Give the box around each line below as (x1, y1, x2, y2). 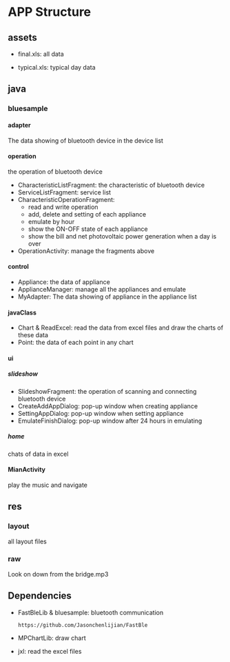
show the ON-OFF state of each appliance (28, 225, 149, 233)
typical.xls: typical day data (17, 63, 96, 71)
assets (8, 32, 37, 43)
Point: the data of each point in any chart (17, 339, 134, 347)
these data (17, 331, 49, 339)
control (8, 263, 30, 271)
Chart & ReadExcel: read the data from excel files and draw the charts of (17, 323, 224, 332)
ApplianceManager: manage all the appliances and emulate (17, 285, 187, 293)
